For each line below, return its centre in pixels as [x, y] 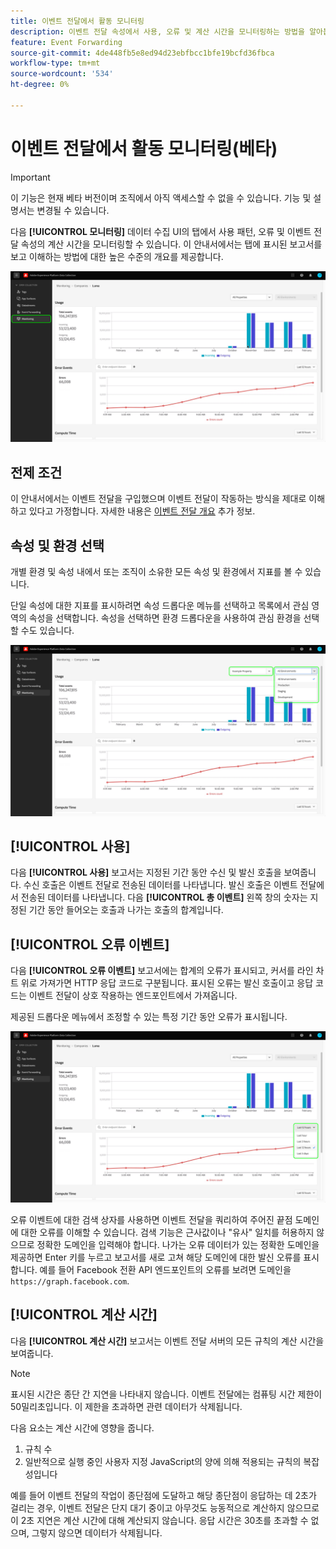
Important [30, 177]
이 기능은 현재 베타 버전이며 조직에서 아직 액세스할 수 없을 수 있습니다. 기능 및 [161, 197]
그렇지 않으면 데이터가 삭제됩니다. [97, 1532]
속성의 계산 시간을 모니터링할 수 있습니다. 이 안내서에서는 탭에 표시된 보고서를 [171, 244]
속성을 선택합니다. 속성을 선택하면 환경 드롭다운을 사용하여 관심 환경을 [165, 617]
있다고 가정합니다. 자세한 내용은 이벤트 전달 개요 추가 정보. [142, 511]
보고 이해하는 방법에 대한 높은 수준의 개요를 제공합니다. [117, 256]
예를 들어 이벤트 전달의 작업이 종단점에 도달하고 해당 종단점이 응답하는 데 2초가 [163, 1495]
